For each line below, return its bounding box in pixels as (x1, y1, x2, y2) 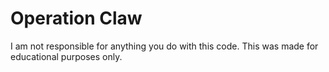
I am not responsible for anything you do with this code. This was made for (10, 40, 319, 52)
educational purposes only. (10, 50, 123, 62)
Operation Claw (10, 7, 143, 30)
